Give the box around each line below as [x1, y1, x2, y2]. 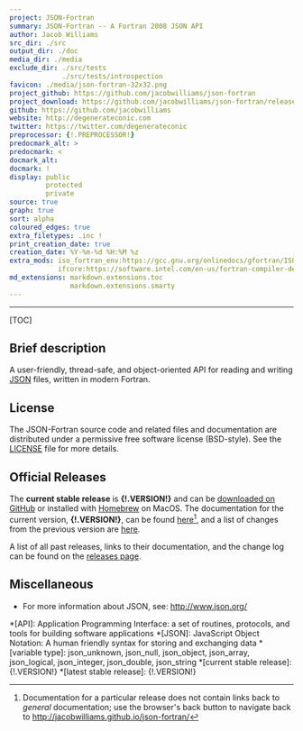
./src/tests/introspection [61, 72, 164, 81]
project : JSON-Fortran [9, 13, 95, 23]
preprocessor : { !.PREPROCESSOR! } [9, 131, 135, 140]
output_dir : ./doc [9, 47, 78, 56]
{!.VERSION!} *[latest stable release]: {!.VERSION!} [9, 666, 197, 677]
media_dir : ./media [9, 55, 83, 64]
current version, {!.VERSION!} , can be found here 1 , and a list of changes [9, 513, 279, 525]
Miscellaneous [9, 577, 94, 592]
